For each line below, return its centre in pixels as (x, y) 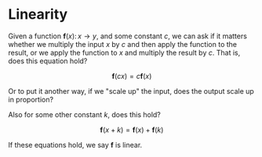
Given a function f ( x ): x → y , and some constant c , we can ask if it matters (127, 36)
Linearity (38, 14)
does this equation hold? (48, 61)
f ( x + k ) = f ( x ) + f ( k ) (132, 130)
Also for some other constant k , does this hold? (84, 114)
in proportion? (31, 99)
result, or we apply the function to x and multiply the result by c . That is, (124, 52)
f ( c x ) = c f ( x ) (132, 76)
